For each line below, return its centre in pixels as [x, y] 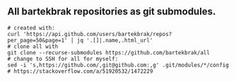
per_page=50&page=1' [38, 40]
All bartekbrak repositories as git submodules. [112, 12]
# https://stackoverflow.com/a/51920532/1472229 [80, 71]
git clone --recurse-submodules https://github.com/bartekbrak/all [109, 52]
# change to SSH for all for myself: [63, 59]
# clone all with [33, 46]
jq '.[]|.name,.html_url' [115, 40]
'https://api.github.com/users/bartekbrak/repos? [98, 34]
